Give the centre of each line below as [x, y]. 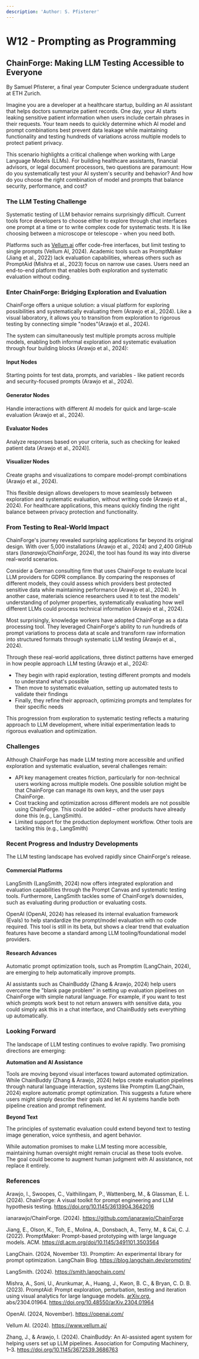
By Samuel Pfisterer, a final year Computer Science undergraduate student [97, 86]
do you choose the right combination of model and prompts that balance [95, 179]
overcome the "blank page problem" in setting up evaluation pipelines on [95, 990]
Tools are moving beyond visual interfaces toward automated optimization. [97, 1073]
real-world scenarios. [32, 559]
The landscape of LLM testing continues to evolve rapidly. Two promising [96, 1044]
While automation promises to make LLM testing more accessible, [87, 1146]
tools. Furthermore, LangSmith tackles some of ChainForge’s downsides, [95, 896]
